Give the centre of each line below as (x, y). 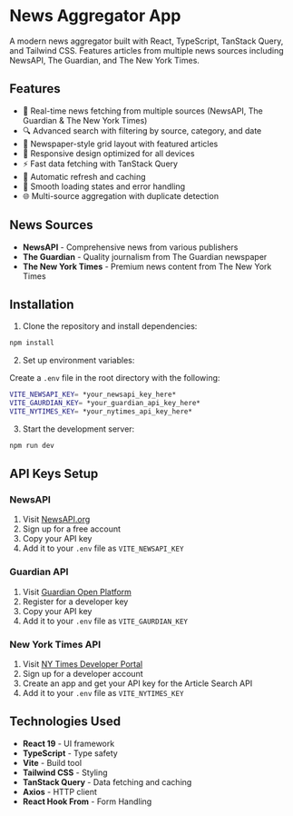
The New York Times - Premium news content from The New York (147, 266)
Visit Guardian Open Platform (77, 592)
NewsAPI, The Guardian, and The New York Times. (104, 60)
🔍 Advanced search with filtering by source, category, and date (142, 130)
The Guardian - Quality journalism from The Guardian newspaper (145, 256)
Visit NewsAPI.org (56, 520)
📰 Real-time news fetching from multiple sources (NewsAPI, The (142, 111)
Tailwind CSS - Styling (65, 772)
